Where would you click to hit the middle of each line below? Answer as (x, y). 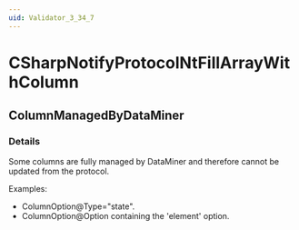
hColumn (44, 82)
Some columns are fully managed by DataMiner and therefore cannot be (144, 161)
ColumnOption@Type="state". (78, 206)
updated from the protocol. (59, 171)
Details (25, 142)
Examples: (28, 188)
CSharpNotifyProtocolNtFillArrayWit (149, 62)
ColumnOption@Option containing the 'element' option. (125, 215)
